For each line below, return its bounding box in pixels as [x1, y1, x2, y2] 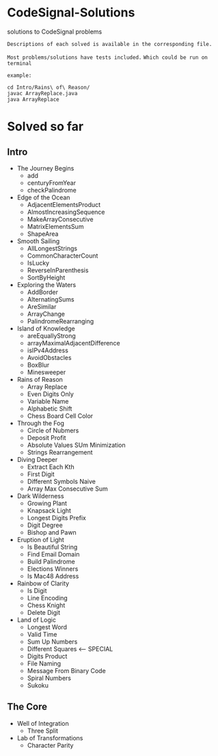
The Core [7, 701, 48, 713]
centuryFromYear [27, 178, 77, 186]
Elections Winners [27, 564, 79, 573]
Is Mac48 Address [27, 572, 79, 580]
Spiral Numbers [27, 674, 72, 682]
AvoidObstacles [27, 353, 72, 361]
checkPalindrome [27, 186, 77, 194]
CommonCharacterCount [27, 252, 98, 260]
